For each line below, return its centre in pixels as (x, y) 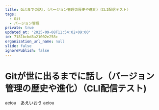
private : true (20, 28)
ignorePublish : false (27, 50)
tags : (11, 14)
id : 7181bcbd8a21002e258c (31, 37)
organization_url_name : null (35, 42)
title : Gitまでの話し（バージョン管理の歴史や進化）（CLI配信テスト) (67, 10)
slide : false (18, 46)
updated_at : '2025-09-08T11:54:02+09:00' (48, 32)
